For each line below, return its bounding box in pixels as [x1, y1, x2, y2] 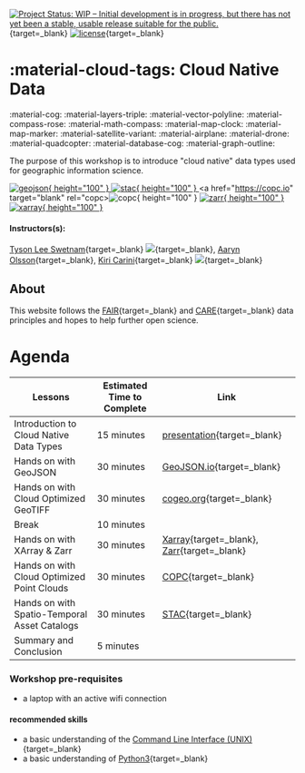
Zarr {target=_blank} [162, 544, 247, 557]
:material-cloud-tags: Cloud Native [9, 60, 280, 81]
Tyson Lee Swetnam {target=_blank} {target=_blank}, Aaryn [9, 244, 241, 255]
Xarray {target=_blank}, [162, 533, 259, 545]
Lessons [32, 390, 70, 403]
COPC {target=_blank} [162, 570, 255, 582]
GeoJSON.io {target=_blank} [162, 460, 281, 473]
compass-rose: [9, 118, 66, 129]
